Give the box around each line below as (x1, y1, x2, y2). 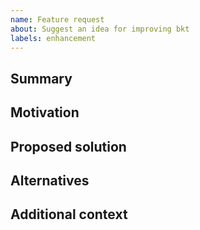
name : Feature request (10, 14, 105, 25)
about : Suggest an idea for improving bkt (10, 24, 190, 34)
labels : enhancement (10, 33, 97, 43)
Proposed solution (10, 138, 127, 155)
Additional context (10, 206, 128, 223)
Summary (10, 70, 73, 87)
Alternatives (10, 172, 90, 189)
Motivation (10, 104, 80, 121)
